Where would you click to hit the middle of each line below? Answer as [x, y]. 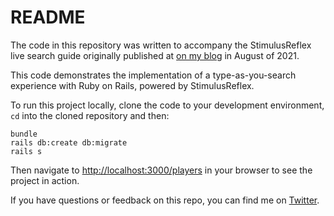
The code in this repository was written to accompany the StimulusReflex [161, 45]
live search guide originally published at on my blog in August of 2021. [155, 55]
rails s [26, 151]
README [48, 17]
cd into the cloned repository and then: [90, 115]
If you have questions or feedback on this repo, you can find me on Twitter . [165, 200]
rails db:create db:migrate [69, 142]
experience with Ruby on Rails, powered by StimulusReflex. [132, 85]
